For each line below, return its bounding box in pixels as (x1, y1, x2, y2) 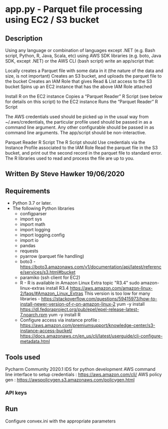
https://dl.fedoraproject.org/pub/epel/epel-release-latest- (20, 306, 139, 312)
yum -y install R (48, 312, 81, 318)
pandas (20, 243, 36, 249)
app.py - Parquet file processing (5, 4, 143, 15)
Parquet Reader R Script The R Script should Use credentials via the (5, 139, 145, 145)
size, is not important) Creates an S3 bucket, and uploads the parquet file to (5, 73, 162, 79)
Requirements (5, 187, 50, 195)
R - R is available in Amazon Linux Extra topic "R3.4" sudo (20, 280, 140, 286)
